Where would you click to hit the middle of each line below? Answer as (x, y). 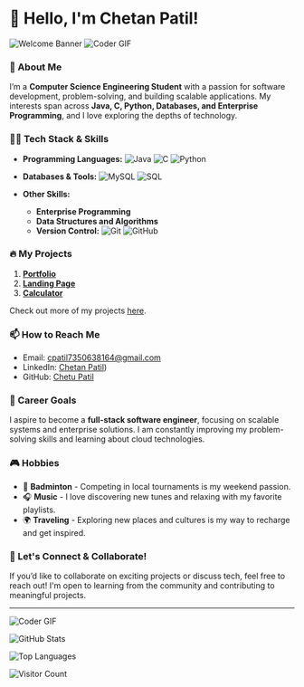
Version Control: (67, 231)
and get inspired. (54, 532)
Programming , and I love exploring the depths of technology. (123, 116)
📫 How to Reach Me (55, 334)
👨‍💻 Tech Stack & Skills (59, 139)
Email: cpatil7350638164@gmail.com (91, 358)
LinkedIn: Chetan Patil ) (65, 367)
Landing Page (49, 283)
